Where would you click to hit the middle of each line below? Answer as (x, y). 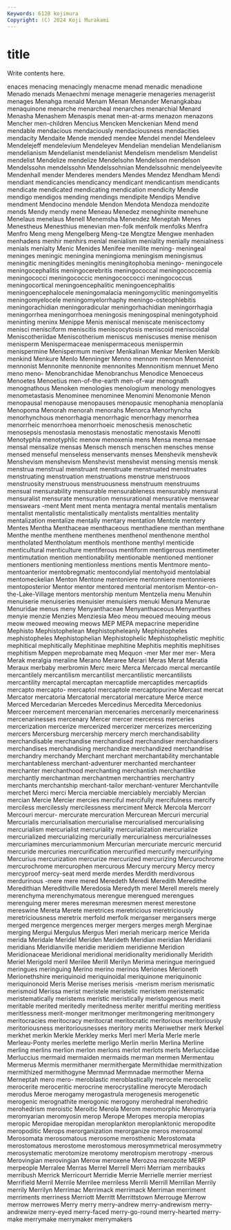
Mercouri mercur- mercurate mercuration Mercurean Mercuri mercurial (108, 815)
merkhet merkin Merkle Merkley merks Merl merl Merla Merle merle (103, 1035)
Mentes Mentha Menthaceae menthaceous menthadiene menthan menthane (116, 528)
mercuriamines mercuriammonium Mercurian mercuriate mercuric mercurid (114, 844)
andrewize (22, 1212)
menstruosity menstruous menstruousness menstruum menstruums (103, 484)
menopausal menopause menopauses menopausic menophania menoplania (115, 403)
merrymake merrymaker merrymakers (78, 1220)
